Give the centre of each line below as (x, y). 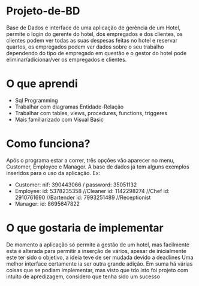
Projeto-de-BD (43, 11)
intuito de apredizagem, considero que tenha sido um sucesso (83, 276)
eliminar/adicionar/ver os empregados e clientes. (67, 59)
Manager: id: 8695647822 (47, 204)
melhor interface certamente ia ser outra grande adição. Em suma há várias (99, 264)
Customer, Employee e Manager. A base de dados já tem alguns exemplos (98, 167)
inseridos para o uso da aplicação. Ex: (53, 173)
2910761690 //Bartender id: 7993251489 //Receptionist (83, 197)
